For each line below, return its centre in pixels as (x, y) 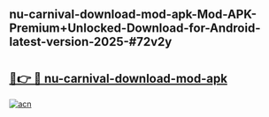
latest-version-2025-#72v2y (91, 42)
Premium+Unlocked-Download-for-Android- (135, 29)
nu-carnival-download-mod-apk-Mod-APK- (133, 15)
